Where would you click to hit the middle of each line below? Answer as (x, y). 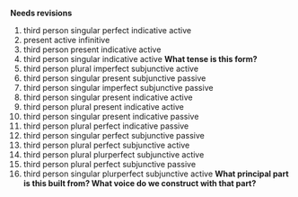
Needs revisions (41, 13)
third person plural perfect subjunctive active (106, 145)
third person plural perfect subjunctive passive (110, 164)
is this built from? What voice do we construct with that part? (140, 183)
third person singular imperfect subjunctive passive (118, 88)
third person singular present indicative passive (111, 116)
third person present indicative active (92, 49)
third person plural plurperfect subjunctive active (114, 155)
